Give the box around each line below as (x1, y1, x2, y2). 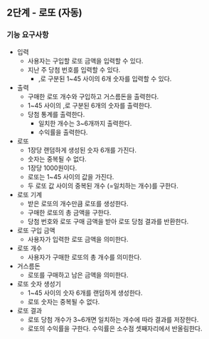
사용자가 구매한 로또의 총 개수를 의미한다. (27, 253, 142, 261)
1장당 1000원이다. (27, 163, 77, 172)
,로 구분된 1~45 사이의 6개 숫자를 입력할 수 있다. (38, 74, 172, 83)
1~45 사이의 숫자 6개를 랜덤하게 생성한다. (27, 288, 143, 297)
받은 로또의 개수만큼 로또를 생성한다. (27, 199, 129, 208)
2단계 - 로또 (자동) (6, 6, 82, 19)
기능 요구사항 (6, 30, 49, 40)
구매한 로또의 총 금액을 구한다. (27, 208, 112, 216)
